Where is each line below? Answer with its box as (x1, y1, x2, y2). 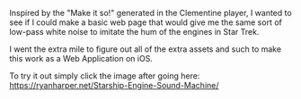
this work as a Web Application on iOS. (9, 54, 153, 63)
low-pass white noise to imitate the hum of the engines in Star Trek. (9, 27, 260, 37)
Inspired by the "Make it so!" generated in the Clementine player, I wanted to (9, 8, 292, 18)
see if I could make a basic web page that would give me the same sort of (9, 17, 283, 28)
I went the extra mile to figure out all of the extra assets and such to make (9, 44, 281, 54)
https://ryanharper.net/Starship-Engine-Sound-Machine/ (9, 80, 219, 90)
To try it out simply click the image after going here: (9, 70, 200, 81)
